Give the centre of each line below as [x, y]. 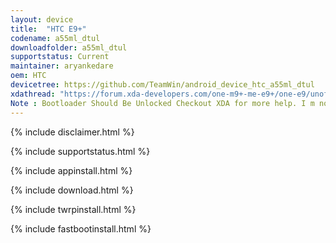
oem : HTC [28, 76]
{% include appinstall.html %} [71, 170]
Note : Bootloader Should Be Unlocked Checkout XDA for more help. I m [162, 103]
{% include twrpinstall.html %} [73, 209]
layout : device [42, 19]
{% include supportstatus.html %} [80, 151]
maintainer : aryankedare [62, 66]
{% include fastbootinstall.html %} [81, 228]
